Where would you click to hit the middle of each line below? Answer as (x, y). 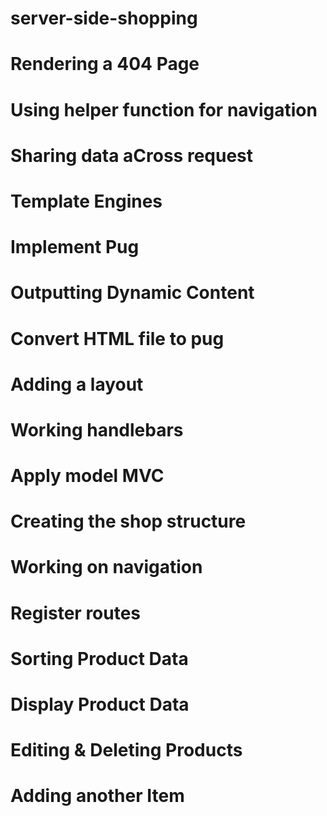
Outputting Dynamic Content (132, 293)
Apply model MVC (87, 476)
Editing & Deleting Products (126, 750)
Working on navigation (106, 567)
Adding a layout (77, 384)
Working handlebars (97, 429)
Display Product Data (100, 704)
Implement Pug (75, 247)
